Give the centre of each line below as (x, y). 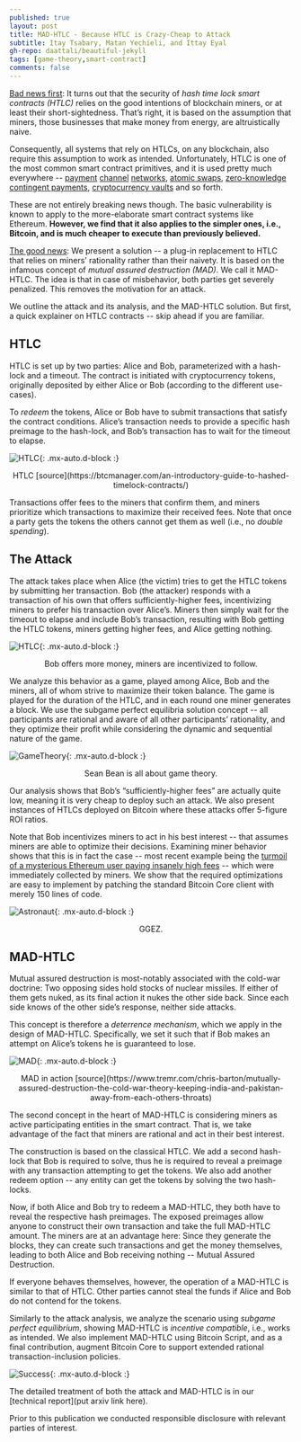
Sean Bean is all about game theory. (151, 773)
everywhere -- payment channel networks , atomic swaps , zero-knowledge (148, 177)
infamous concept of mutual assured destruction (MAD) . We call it (132, 270)
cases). (23, 394)
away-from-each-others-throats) (151, 1098)
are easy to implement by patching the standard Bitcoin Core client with (142, 884)
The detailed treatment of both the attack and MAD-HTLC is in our (132, 1392)
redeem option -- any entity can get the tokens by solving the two (131, 1180)
